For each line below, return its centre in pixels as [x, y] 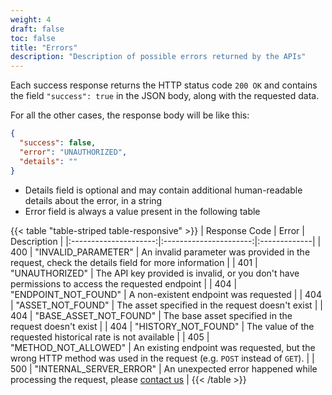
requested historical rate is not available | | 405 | [110, 337]
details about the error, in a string [93, 200]
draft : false [37, 29]
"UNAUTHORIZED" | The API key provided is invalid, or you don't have [155, 273]
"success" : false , [58, 143]
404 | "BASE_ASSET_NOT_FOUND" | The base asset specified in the [151, 315]
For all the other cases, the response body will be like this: [130, 115]
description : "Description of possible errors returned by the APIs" [158, 57]
